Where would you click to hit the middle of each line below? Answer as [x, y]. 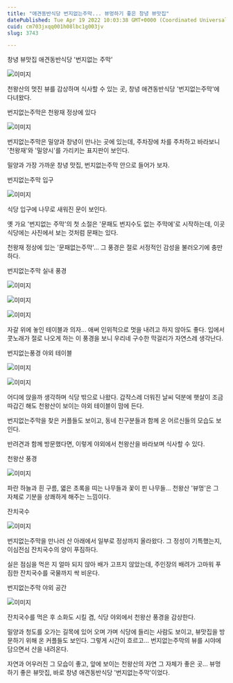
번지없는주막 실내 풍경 [37, 271]
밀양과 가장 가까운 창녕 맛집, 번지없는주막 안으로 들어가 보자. [88, 165]
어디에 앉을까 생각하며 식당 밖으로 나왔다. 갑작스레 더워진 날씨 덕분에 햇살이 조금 [115, 397]
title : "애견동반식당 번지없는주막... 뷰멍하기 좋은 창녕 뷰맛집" [88, 14]
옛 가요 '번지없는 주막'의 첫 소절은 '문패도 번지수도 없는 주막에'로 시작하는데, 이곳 [116, 224]
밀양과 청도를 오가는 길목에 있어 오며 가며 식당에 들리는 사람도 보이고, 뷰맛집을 [113, 632]
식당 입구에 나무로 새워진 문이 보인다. [57, 209]
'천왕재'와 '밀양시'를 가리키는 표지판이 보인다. [68, 150]
